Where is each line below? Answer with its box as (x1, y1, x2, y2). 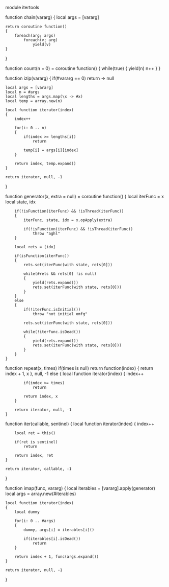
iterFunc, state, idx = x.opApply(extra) (23, 218, 113, 223)
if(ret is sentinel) (14, 439, 58, 444)
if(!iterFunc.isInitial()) (23, 307, 81, 312)
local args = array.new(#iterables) (5, 490, 76, 497)
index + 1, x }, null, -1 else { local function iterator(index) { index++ (5, 370, 144, 377)
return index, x (23, 394, 58, 399)
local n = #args (5, 89, 40, 95)
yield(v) (32, 42, 51, 47)
